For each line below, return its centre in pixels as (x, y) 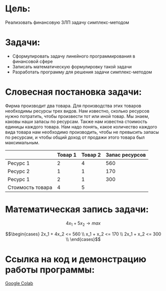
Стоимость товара (30, 187)
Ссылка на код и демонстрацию (76, 259)
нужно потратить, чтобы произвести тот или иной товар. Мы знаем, (77, 116)
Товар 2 (91, 155)
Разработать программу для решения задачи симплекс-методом (82, 72)
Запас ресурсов (126, 155)
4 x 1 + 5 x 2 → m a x (83, 224)
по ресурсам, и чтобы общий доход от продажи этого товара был (75, 137)
